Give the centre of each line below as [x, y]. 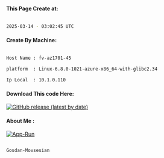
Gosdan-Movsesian [28, 151]
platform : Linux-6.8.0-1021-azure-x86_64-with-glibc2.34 [82, 69]
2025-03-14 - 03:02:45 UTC [40, 27]
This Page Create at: [32, 8]
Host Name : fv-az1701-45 [39, 58]
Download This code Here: [40, 93]
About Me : [20, 121]
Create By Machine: [32, 40]
